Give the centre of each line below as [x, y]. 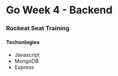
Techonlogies [23, 42]
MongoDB [26, 61]
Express [24, 67]
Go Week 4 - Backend [59, 10]
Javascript [27, 55]
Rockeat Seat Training [38, 28]
